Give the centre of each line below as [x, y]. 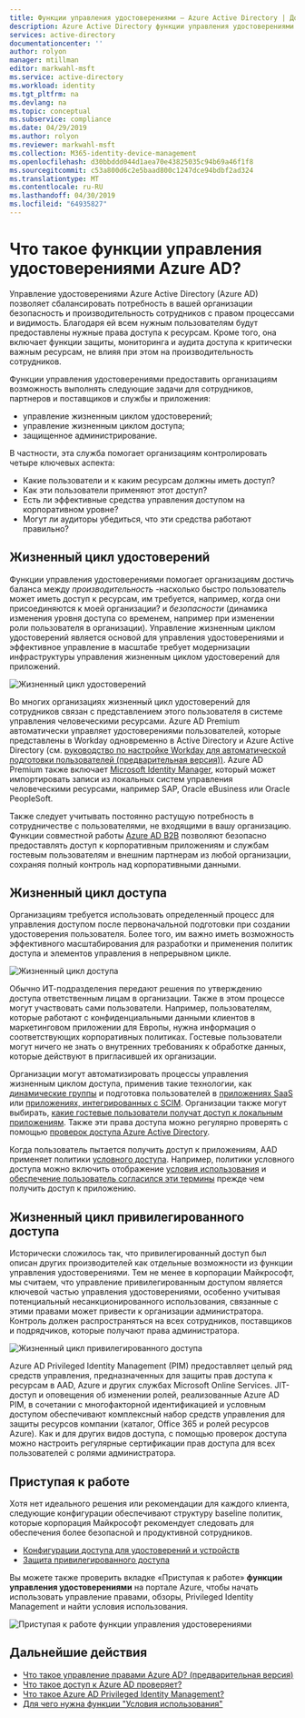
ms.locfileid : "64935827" [58, 204]
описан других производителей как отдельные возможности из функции [151, 1263]
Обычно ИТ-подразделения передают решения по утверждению [136, 989]
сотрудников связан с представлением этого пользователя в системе [146, 711]
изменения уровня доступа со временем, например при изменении [142, 618]
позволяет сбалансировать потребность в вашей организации [131, 303]
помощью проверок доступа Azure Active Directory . [110, 1132]
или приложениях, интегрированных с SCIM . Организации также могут [148, 1103]
